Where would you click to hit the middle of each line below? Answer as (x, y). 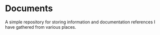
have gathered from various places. (41, 27)
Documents (29, 9)
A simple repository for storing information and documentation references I (80, 22)
